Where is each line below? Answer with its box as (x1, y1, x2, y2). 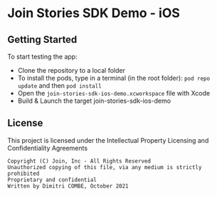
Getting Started (7, 34, 78, 46)
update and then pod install (17, 81, 102, 90)
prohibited (7, 170, 40, 177)
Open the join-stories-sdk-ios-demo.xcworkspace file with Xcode (17, 89, 211, 97)
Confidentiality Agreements (7, 143, 88, 152)
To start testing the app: (7, 52, 78, 61)
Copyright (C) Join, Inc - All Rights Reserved (7, 157, 152, 165)
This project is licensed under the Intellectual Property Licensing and (7, 136, 209, 144)
